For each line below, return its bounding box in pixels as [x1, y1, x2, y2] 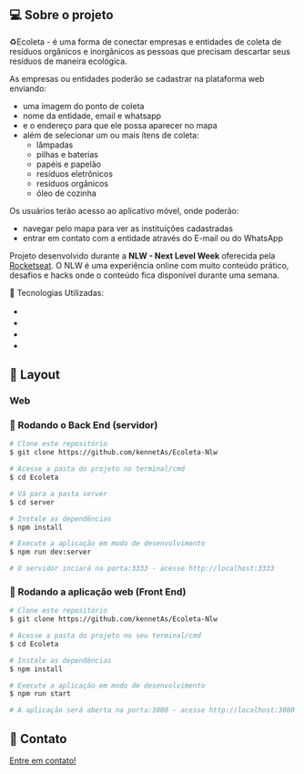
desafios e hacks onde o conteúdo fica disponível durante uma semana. [9, 270, 280, 280]
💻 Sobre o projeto [9, 7, 114, 23]
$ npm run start [9, 689, 71, 698]
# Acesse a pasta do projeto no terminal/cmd [9, 464, 185, 474]
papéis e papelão [35, 158, 102, 169]
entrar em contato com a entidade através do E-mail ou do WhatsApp [22, 232, 284, 243]
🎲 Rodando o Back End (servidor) [9, 419, 158, 432]
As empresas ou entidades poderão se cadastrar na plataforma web [9, 73, 265, 84]
